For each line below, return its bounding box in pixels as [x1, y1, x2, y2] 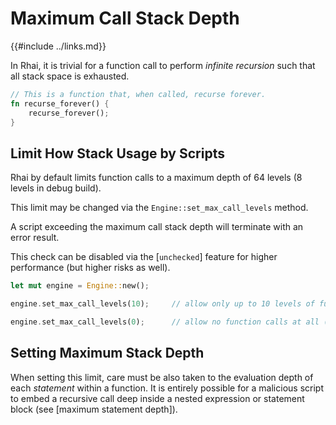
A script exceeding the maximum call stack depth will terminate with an [10, 221, 304, 233]
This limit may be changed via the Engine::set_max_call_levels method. [10, 202, 309, 214]
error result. [10, 232, 60, 244]
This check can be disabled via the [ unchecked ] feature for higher [10, 251, 278, 263]
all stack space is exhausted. [10, 70, 130, 82]
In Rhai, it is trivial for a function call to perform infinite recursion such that [10, 59, 316, 71]
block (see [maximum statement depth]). [10, 403, 178, 415]
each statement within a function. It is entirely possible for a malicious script [10, 382, 324, 394]
